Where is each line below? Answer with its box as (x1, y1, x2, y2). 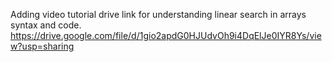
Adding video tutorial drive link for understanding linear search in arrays (10, 9, 307, 20)
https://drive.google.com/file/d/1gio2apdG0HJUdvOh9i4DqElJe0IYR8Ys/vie (10, 30, 322, 41)
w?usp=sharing (10, 40, 75, 52)
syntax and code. (10, 19, 82, 31)
